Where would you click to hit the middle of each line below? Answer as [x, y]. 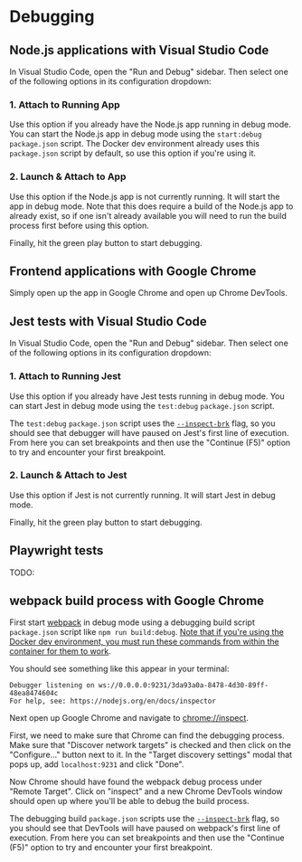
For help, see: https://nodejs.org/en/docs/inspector [113, 701]
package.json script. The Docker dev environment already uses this [135, 144]
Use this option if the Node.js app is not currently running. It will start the [145, 196]
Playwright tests [57, 550]
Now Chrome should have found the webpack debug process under [136, 782]
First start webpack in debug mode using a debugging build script [132, 622]
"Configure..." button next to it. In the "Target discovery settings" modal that [151, 755]
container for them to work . [60, 651]
